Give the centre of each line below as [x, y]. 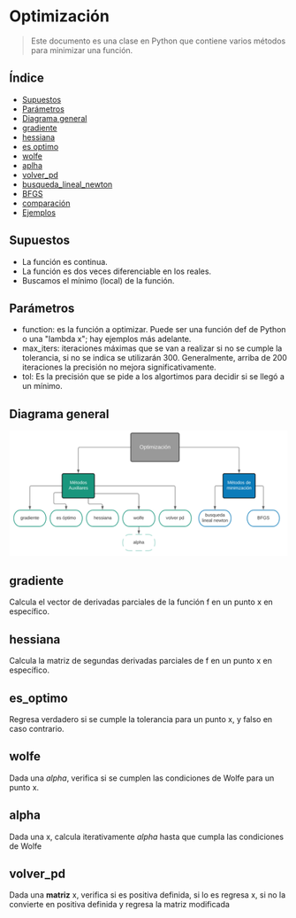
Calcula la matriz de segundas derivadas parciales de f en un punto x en [140, 661]
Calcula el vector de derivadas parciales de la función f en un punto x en [141, 602]
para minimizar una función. [82, 50]
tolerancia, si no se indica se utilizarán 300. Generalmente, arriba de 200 [154, 358]
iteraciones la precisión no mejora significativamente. [119, 367]
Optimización [60, 16]
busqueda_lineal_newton [67, 184]
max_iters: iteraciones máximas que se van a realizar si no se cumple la [152, 348]
